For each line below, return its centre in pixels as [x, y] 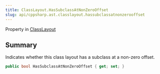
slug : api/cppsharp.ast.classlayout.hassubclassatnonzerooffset [75, 15]
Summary [21, 45]
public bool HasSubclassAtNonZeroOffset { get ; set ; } [65, 66]
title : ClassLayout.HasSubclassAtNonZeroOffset [57, 10]
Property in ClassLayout [31, 29]
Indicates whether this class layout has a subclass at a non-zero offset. [80, 57]
